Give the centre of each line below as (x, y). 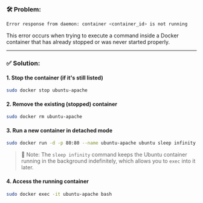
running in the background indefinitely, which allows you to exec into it (108, 161)
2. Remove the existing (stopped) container (62, 104)
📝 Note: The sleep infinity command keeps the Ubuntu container (104, 155)
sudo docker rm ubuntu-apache (44, 117)
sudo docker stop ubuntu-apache (47, 90)
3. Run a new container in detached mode (60, 130)
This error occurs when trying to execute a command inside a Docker (93, 36)
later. (27, 167)
